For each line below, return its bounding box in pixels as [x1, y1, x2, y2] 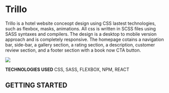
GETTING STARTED [5, 81, 68, 89]
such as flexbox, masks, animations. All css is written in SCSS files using [5, 25, 156, 31]
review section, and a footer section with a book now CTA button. [5, 47, 141, 53]
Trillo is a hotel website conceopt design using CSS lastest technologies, [5, 20, 156, 26]
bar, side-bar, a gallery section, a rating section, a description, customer [5, 41, 155, 48]
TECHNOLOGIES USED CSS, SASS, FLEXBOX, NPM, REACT [5, 66, 130, 72]
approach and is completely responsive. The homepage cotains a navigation [5, 36, 164, 42]
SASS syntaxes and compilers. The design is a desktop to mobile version [5, 31, 157, 37]
